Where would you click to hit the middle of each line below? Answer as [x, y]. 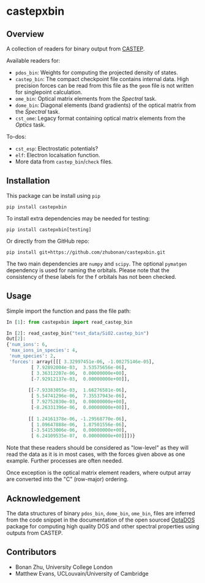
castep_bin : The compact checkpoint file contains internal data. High [102, 79]
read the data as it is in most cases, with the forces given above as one [96, 454]
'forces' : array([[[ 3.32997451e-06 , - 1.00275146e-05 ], [82, 362]
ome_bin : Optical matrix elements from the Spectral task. [86, 99]
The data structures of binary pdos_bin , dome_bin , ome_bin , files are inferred [101, 513]
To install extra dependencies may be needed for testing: [78, 218]
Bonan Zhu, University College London [64, 567]
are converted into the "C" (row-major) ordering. [67, 479]
